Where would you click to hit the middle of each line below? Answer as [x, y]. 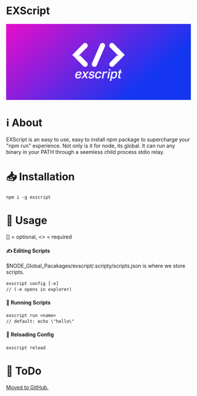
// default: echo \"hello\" [40, 321]
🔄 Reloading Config [30, 334]
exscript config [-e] [33, 284]
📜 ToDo [24, 371]
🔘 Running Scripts [28, 302]
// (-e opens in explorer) [39, 290]
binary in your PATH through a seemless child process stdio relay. [85, 152]
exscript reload [26, 348]
